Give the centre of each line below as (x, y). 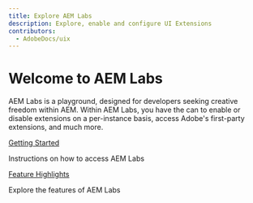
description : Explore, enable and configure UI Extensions (110, 24)
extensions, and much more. (56, 127)
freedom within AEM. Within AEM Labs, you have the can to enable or (124, 110)
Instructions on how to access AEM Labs (76, 158)
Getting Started (34, 143)
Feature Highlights (39, 175)
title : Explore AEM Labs (50, 16)
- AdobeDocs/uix (43, 39)
